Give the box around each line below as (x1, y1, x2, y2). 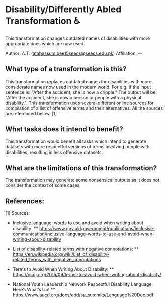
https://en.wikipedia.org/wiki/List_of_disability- (12, 251, 110, 257)
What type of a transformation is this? (5, 65, 127, 73)
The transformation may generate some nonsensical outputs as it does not (5, 177, 160, 183)
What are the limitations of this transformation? (5, 164, 157, 172)
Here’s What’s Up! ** (12, 287, 55, 293)
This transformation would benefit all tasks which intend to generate (5, 138, 147, 144)
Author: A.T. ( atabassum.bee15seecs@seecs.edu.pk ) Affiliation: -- (5, 50, 142, 56)
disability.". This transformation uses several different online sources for (5, 100, 154, 106)
